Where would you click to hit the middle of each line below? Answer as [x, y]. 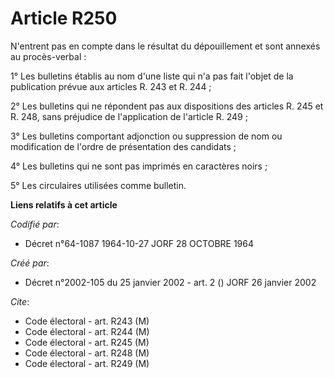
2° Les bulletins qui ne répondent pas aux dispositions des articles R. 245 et [167, 106]
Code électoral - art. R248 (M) [87, 353]
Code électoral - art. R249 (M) [87, 363]
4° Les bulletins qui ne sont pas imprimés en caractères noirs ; [139, 166]
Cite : [20, 301]
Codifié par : [35, 224]
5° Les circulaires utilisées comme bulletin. [98, 185]
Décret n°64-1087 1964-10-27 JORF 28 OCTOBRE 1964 [139, 243]
